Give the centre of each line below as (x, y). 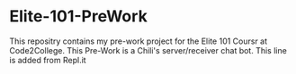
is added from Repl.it (48, 60)
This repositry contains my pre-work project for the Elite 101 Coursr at (139, 41)
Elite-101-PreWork (79, 16)
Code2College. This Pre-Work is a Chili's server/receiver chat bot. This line (148, 50)
